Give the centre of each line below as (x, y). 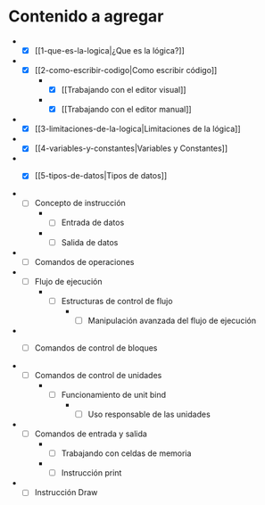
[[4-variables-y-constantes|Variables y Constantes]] (131, 148)
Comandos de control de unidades (98, 375)
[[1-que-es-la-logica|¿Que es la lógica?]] (109, 50)
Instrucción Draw (66, 493)
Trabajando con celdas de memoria (126, 453)
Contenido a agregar (86, 17)
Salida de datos (90, 242)
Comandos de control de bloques (96, 348)
